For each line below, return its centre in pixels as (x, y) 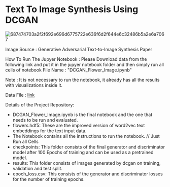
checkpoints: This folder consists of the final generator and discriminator (89, 147)
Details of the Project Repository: (40, 104)
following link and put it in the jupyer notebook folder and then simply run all (84, 64)
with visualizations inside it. (34, 85)
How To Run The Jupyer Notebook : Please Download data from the (76, 59)
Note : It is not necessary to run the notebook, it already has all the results (82, 80)
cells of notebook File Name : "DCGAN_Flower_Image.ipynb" (69, 70)
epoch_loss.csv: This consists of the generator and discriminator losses (88, 174)
